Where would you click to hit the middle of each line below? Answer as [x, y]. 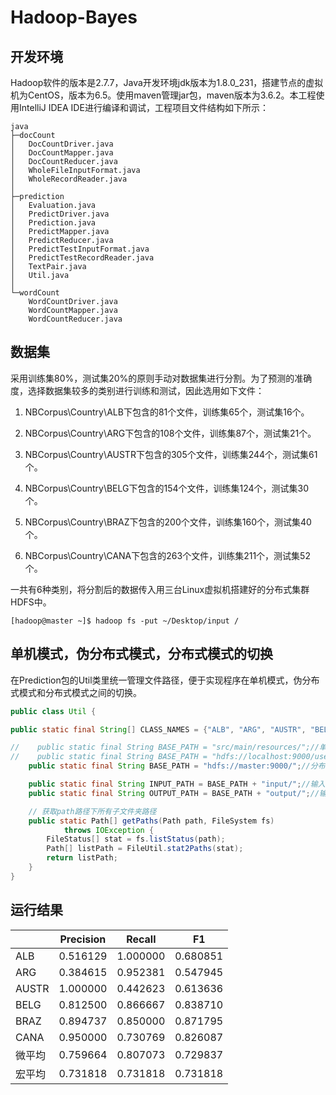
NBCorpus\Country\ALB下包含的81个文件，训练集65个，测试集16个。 [167, 412]
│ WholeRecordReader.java [69, 179]
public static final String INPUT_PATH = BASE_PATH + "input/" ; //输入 [177, 784]
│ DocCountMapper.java [62, 153]
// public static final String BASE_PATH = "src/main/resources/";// [165, 747]
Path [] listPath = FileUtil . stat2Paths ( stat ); [145, 849]
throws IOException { [109, 830]
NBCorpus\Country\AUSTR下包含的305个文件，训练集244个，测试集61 [171, 454]
